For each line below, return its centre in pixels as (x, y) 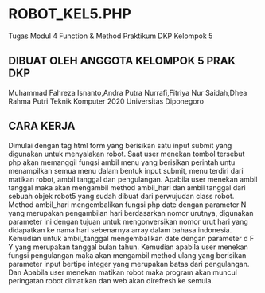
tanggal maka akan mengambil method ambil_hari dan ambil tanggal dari (127, 187)
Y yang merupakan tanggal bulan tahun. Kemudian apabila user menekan (128, 247)
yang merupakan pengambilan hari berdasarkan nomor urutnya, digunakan (131, 213)
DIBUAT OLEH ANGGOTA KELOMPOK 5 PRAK (122, 61)
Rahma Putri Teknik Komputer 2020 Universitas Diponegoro (106, 101)
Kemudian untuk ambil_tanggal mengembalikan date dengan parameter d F (131, 238)
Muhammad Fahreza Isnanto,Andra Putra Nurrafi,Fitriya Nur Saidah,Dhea (128, 92)
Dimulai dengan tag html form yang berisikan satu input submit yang (120, 145)
